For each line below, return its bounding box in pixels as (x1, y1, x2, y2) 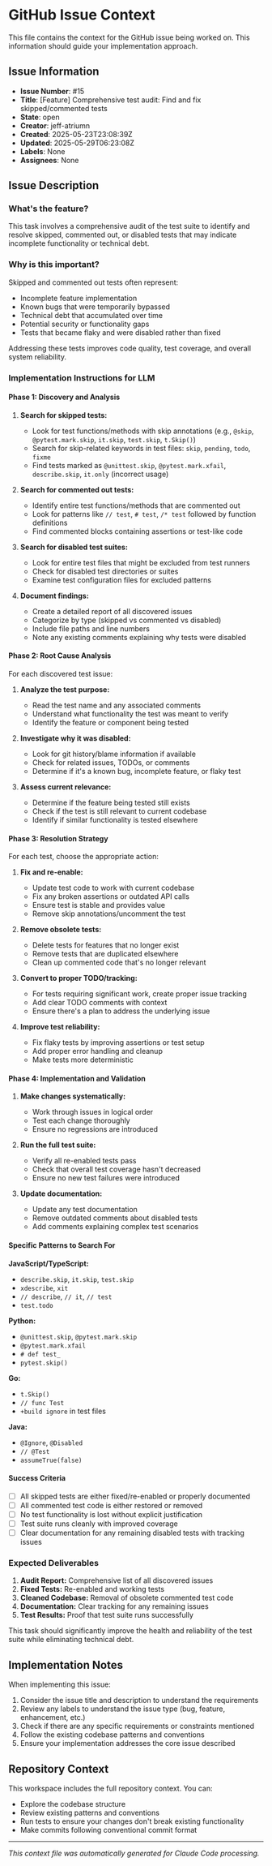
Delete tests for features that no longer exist (32, 940, 180, 950)
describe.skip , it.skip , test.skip (19, 1274, 134, 1283)
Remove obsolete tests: (19, 925, 102, 935)
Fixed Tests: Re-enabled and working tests (19, 1584, 164, 1594)
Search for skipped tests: (19, 410, 108, 419)
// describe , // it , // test (19, 1292, 113, 1301)
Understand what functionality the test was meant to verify (32, 709, 229, 719)
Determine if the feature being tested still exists (32, 798, 190, 808)
